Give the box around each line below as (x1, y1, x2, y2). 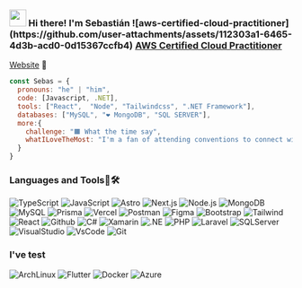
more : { (17, 118, 42, 127)
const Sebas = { (9, 77, 70, 86)
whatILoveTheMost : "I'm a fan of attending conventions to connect (25, 135, 283, 144)
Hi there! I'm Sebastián (28, 16, 130, 29)
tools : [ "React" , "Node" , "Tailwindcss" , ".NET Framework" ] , (17, 101, 255, 111)
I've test (9, 249, 46, 261)
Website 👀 (9, 59, 48, 71)
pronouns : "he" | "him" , (17, 85, 111, 94)
